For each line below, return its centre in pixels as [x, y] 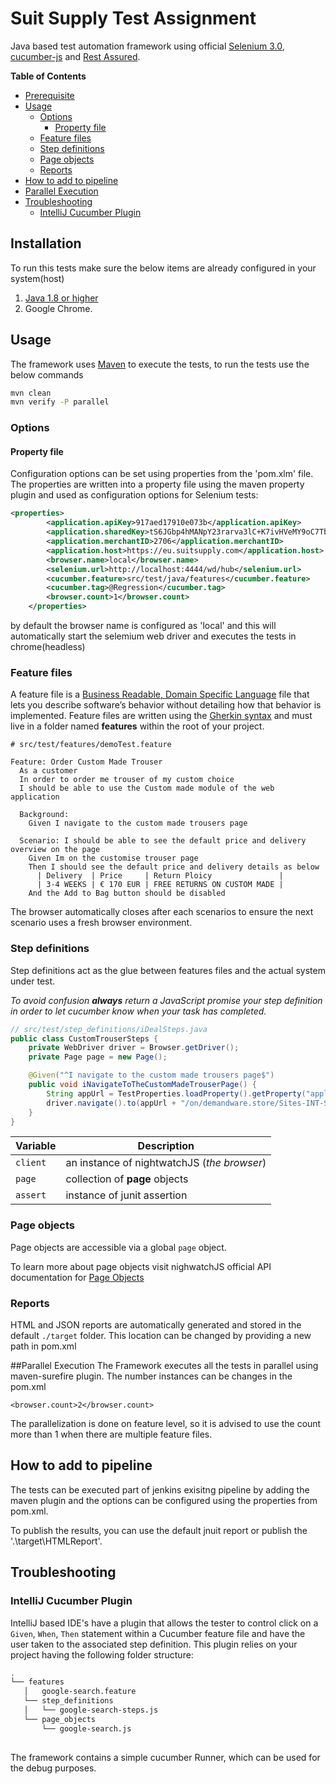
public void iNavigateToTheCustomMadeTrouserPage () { [142, 1085]
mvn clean [31, 393]
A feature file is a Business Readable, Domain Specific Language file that [160, 694]
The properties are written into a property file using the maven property [157, 484]
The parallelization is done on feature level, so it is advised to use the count [166, 1423]
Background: [44, 815]
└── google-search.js [86, 1728]
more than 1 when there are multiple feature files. [111, 1434]
